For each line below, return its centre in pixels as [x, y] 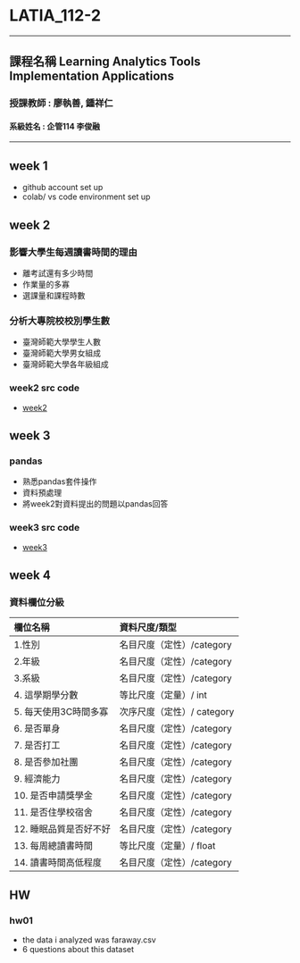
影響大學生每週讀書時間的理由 [74, 252]
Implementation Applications [92, 76]
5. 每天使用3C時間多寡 [61, 712]
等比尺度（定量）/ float [167, 846]
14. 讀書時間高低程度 [58, 863]
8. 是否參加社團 [46, 762]
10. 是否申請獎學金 [54, 796]
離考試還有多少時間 [58, 272]
